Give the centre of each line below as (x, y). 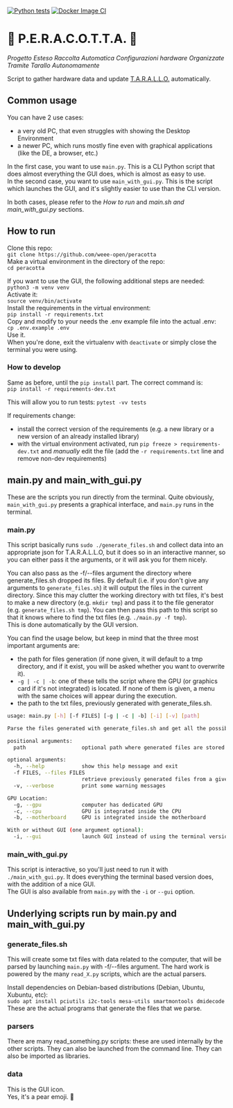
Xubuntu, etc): (28, 995)
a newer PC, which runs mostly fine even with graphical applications (115, 145)
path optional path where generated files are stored (119, 747)
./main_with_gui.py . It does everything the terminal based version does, (110, 877)
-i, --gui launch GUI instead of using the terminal (110, 837)
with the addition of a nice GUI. (51, 884)
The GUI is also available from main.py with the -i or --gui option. (101, 891)
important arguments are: (43, 645)
